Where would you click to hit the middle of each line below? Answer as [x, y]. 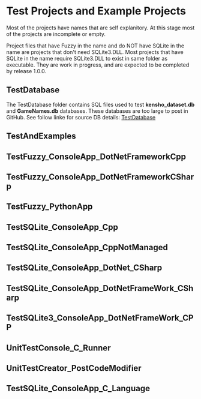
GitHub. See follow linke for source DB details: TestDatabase [81, 117]
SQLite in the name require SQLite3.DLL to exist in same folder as [87, 58]
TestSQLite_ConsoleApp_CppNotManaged [87, 247]
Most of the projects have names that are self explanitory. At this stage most [100, 28]
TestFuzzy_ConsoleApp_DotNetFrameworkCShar [100, 177]
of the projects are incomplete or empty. [56, 34]
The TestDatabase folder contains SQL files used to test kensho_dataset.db [100, 104]
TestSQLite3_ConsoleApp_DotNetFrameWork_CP [100, 318]
